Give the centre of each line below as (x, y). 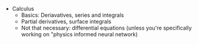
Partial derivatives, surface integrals (66, 21)
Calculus (23, 9)
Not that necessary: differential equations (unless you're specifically (107, 28)
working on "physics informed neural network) (79, 34)
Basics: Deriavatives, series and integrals (73, 15)
